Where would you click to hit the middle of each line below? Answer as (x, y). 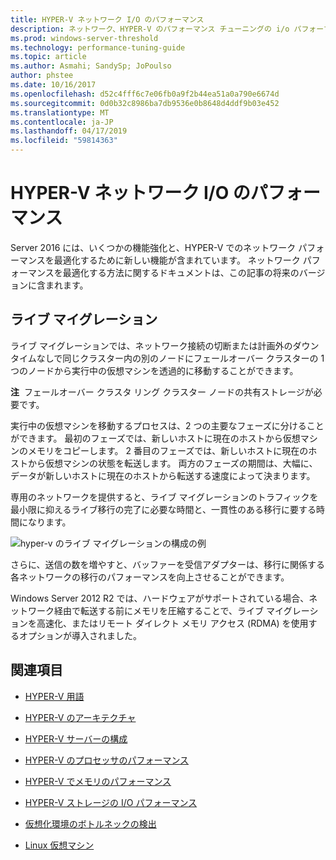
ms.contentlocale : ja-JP (62, 122)
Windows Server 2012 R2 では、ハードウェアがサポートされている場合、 (160, 598)
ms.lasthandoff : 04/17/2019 (69, 131)
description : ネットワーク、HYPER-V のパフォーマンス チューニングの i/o (150, 29)
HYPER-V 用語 (54, 696)
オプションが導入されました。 (80, 635)
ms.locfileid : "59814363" (64, 141)
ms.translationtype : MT (60, 112)
